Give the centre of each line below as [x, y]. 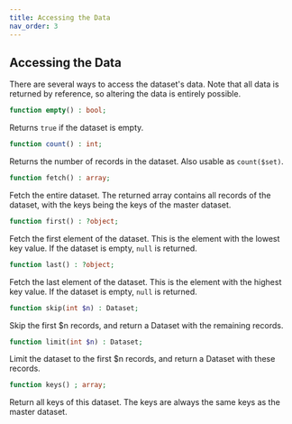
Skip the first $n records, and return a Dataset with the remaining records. [146, 325]
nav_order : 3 [34, 26]
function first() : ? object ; [64, 221]
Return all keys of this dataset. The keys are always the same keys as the [145, 402]
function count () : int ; [56, 144]
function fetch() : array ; [60, 178]
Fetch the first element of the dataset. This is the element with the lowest [145, 238]
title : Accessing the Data [60, 18]
